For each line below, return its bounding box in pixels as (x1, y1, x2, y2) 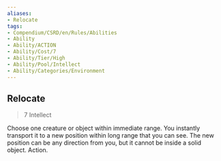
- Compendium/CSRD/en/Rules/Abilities (7, 29, 117, 36)
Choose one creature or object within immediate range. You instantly (7, 124, 201, 132)
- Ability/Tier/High (7, 55, 66, 62)
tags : (7, 23, 23, 29)
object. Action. (7, 146, 48, 154)
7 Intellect (23, 111, 52, 119)
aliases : (7, 10, 32, 17)
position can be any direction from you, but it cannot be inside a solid (7, 138, 202, 147)
